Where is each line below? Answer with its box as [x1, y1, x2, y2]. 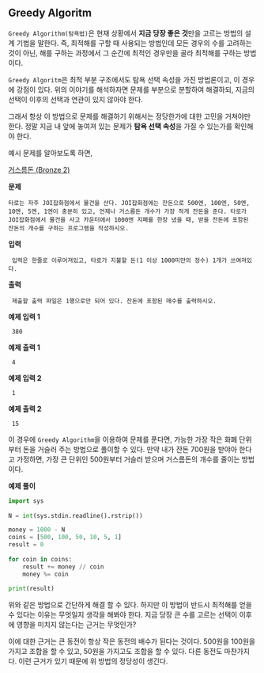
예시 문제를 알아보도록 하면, [8, 148, 93, 158]
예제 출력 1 [8, 342, 41, 352]
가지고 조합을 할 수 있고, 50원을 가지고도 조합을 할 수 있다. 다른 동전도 [8, 647, 223, 656]
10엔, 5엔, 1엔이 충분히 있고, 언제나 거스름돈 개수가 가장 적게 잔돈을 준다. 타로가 [8, 207, 247, 215]
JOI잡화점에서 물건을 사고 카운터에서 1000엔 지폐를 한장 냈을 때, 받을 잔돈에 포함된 [8, 215, 249, 224]
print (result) [8, 585, 55, 593]
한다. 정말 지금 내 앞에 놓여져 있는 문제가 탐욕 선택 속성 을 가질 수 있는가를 [8, 121, 233, 131]
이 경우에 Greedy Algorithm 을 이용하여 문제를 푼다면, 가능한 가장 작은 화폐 [8, 435, 238, 444]
